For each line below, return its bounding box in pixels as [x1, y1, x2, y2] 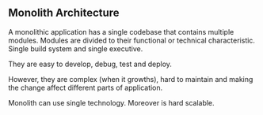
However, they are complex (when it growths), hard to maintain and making [8, 74, 253, 83]
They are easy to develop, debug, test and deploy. [8, 59, 173, 69]
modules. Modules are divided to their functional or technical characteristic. [8, 35, 256, 45]
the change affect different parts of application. [8, 83, 163, 92]
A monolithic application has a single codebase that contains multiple [8, 27, 234, 36]
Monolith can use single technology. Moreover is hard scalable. [8, 98, 215, 107]
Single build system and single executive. [8, 43, 143, 54]
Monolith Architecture [8, 6, 120, 20]
